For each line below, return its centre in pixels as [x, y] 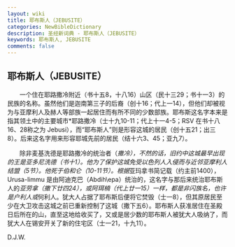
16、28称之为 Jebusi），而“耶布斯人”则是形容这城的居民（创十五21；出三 [112, 129]
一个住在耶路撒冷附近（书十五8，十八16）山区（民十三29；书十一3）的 [122, 94]
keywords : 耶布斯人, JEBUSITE [49, 40]
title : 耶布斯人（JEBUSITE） [47, 20]
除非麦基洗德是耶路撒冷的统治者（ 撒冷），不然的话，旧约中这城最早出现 [122, 153]
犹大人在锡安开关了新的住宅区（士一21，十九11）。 [79, 223]
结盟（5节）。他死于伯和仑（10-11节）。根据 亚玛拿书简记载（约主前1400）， [114, 170]
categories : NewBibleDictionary [54, 27]
